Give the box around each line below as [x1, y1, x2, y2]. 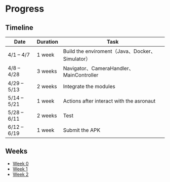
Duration [36, 39, 58, 45]
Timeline [5, 23, 34, 32]
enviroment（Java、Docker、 [85, 48, 156, 55]
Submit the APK [63, 127, 101, 133]
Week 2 [12, 171, 29, 177]
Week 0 [12, 160, 29, 166]
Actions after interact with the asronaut [63, 97, 156, 104]
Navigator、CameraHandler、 [63, 65, 134, 71]
